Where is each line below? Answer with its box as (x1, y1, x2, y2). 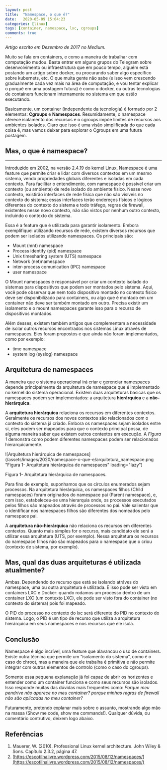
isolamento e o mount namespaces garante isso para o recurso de (5, 305, 141, 311)
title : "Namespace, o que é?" (5, 12, 70, 17)
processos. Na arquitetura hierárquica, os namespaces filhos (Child (5, 486, 143, 492)
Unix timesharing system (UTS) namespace (12, 253, 102, 259)
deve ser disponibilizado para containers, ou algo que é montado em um (5, 294, 154, 300)
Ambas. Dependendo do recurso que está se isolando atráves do (5, 579, 138, 585)
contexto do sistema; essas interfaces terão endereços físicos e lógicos (5, 197, 153, 203)
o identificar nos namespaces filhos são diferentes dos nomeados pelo (5, 508, 151, 513)
